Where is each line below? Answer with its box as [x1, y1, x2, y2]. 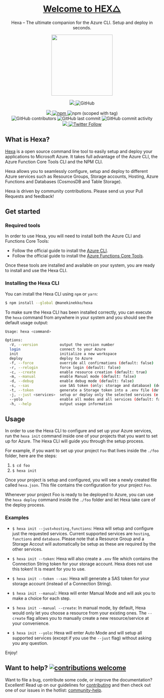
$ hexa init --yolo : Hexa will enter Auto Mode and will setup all [12, 630, 143, 635]
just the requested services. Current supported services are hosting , [12, 530, 150, 536]
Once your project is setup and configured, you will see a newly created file [5, 477, 157, 483]
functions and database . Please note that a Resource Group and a [12, 536, 144, 542]
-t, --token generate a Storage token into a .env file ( [9, 388, 154, 393]
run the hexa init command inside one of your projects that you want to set [5, 433, 158, 439]
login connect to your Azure [9, 347, 106, 352]
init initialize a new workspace [9, 352, 117, 357]
